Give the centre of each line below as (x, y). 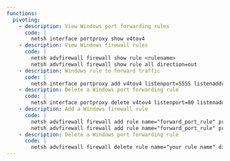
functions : (22, 13)
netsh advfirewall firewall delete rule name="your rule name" (123, 147)
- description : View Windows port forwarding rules (94, 26)
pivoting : (26, 20)
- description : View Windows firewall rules (83, 45)
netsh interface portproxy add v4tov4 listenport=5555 (111, 84)
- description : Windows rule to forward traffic (90, 71)
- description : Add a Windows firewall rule (83, 109)
